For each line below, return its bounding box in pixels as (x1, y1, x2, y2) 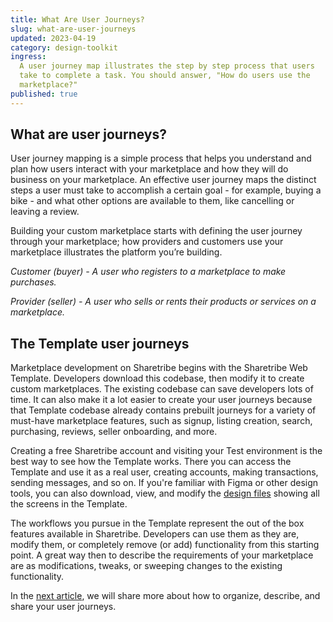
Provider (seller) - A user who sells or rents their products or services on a (10, 296, 317, 308)
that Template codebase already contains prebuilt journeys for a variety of (10, 404, 317, 416)
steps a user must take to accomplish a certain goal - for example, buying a (10, 184, 322, 196)
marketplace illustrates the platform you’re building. (10, 246, 223, 258)
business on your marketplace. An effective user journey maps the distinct (10, 174, 317, 186)
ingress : (10, 52, 47, 62)
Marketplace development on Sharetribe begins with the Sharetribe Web (10, 362, 308, 374)
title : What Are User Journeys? (10, 14, 145, 25)
